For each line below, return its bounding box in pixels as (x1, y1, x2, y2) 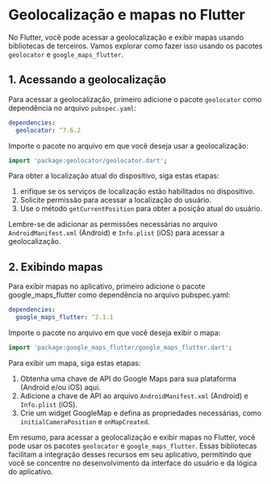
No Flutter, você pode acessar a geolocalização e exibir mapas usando (8, 32, 244, 42)
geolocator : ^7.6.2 (15, 126, 81, 134)
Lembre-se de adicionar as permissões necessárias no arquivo (8, 220, 218, 229)
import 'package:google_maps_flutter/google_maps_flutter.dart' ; (8, 343, 232, 351)
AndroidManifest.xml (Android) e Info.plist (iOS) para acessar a (8, 228, 225, 238)
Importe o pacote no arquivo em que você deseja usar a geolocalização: (8, 141, 248, 150)
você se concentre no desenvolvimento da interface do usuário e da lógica (8, 458, 257, 468)
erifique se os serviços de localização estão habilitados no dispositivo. (19, 187, 256, 196)
